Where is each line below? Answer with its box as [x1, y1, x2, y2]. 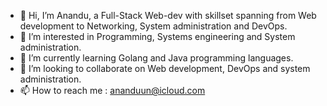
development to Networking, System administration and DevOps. [19, 20, 288, 32]
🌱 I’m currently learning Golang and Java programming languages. [19, 52, 294, 64]
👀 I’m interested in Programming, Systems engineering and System [19, 31, 296, 42]
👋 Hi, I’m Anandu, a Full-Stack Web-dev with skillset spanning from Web [19, 10, 317, 21]
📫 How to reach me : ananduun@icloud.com [19, 85, 206, 96]
